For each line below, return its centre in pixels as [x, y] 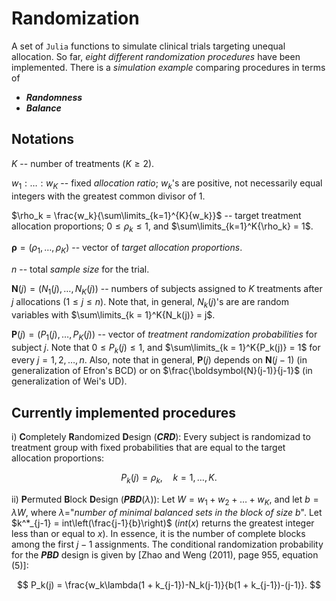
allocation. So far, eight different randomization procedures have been [156, 56]
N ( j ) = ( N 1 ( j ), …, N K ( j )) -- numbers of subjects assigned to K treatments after [167, 290]
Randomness [54, 97]
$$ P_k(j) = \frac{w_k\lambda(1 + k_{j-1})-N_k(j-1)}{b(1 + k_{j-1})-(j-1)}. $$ [169, 584]
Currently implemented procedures [124, 412]
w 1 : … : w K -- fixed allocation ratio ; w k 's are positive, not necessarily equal [167, 184]
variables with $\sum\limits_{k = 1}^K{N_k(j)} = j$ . [113, 314]
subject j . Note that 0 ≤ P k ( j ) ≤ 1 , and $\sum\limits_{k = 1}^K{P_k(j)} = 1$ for [166, 348]
